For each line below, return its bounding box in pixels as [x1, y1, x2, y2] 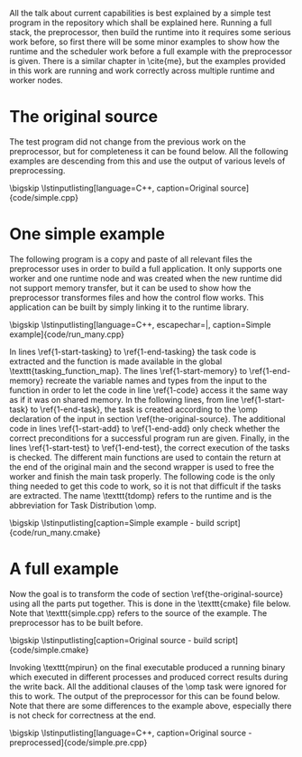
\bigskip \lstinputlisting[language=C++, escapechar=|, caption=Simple [9, 319, 271, 330]
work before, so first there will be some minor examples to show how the [9, 36, 280, 47]
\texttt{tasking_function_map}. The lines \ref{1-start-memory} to [9, 365, 248, 376]
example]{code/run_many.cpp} [9, 329, 124, 340]
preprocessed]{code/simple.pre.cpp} [9, 736, 148, 748]
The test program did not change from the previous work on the [9, 136, 246, 147]
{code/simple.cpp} [9, 192, 79, 202]
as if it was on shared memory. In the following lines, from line [9, 394, 240, 405]
